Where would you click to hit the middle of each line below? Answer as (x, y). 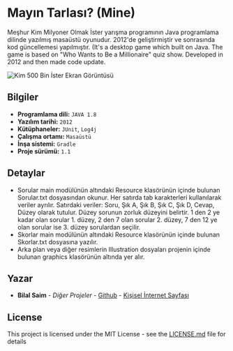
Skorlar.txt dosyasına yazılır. (58, 241)
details (17, 342)
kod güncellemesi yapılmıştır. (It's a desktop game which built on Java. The (115, 47)
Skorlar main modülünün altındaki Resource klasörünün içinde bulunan (119, 234)
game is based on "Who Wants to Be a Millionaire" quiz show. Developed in (115, 54)
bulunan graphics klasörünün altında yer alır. (81, 257)
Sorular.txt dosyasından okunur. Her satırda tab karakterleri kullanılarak (119, 197)
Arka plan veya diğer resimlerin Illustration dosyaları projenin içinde (114, 249)
